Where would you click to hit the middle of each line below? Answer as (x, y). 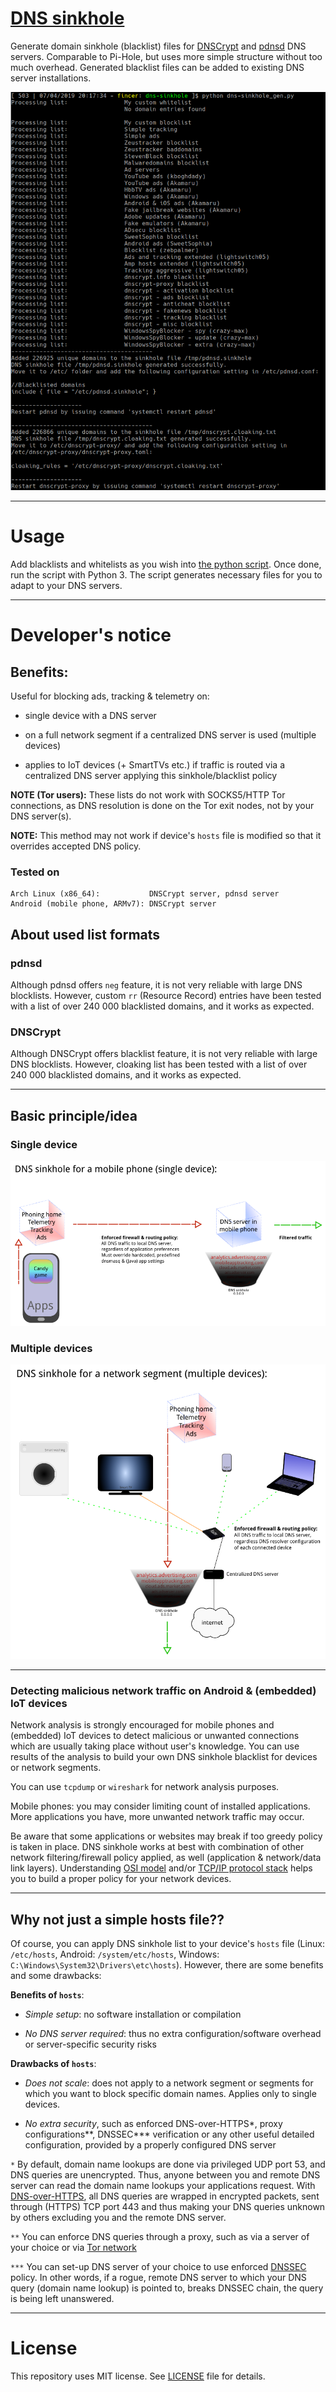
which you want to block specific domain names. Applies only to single (170, 2094)
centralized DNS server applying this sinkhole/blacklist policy (151, 776)
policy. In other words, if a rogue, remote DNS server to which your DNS (158, 2278)
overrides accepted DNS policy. (76, 846)
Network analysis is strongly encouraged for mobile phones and (142, 1725)
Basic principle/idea (74, 1115)
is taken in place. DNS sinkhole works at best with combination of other (157, 1847)
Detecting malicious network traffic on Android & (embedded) (163, 1690)
